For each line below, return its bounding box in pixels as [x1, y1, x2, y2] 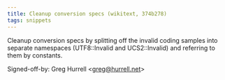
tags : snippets [7, 17, 52, 24]
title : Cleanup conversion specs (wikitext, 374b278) [7, 10, 168, 18]
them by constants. [7, 51, 63, 60]
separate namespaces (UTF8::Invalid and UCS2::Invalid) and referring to [7, 44, 215, 52]
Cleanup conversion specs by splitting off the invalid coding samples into [7, 36, 218, 44]
